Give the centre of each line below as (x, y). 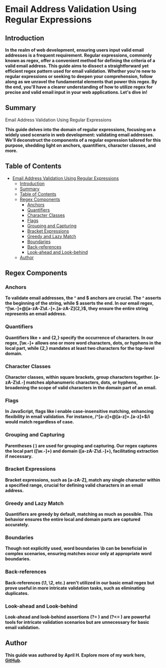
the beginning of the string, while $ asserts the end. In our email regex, (80, 303)
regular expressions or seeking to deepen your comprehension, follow (79, 76)
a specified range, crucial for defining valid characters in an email (74, 485)
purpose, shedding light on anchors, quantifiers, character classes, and (81, 145)
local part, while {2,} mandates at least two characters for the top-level (80, 348)
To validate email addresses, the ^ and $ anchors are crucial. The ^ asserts (83, 298)
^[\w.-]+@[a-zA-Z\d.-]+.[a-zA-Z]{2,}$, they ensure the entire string (77, 309)
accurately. (17, 525)
